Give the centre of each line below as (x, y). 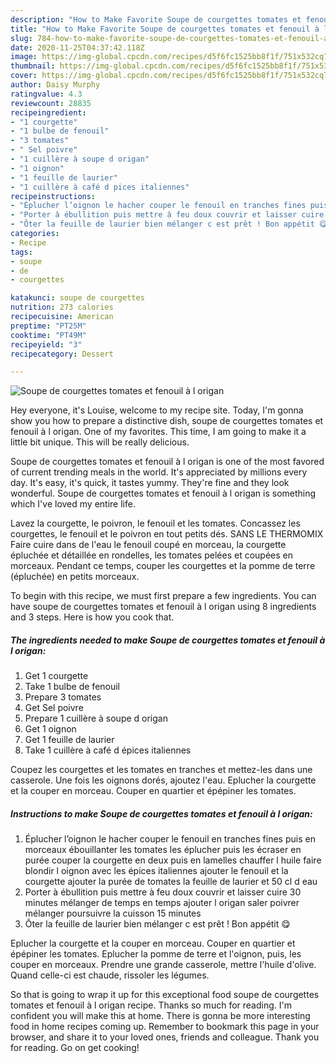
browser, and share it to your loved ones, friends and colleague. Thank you (165, 1037)
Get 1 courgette (56, 676)
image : (24, 57)
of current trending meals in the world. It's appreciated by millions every (159, 472)
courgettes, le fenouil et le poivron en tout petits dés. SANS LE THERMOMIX (167, 534)
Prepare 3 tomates (63, 697)
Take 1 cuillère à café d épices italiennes (108, 750)
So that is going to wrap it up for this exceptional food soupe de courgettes (165, 995)
